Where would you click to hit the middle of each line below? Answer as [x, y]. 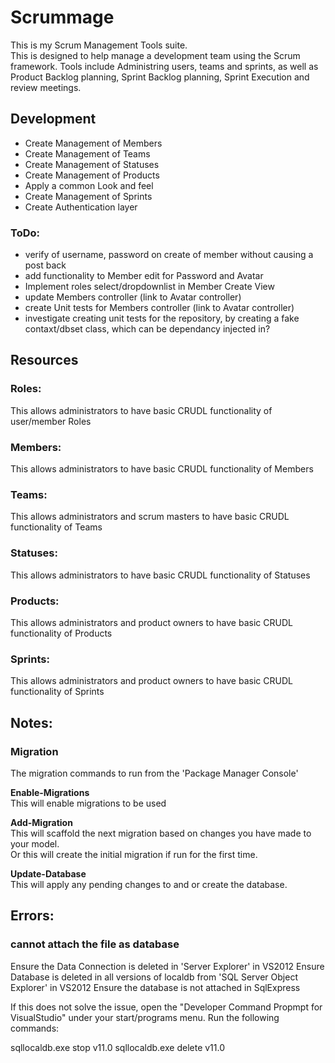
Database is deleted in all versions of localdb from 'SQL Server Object [154, 977]
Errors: [32, 916]
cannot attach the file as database [95, 944]
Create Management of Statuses [92, 164]
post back [45, 265]
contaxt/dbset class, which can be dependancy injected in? [147, 329]
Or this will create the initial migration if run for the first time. [134, 854]
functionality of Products [61, 633]
